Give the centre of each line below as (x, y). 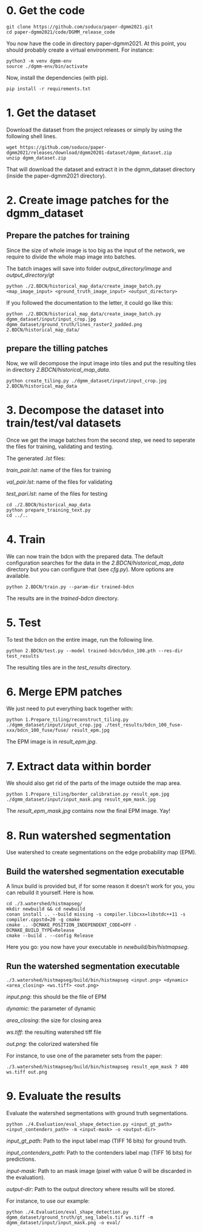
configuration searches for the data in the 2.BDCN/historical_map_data (95, 563)
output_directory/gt (30, 275)
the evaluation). (26, 1177)
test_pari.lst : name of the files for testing (57, 493)
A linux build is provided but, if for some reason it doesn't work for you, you (101, 886)
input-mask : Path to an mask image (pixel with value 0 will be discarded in (99, 1171)
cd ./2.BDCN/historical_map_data (49, 505)
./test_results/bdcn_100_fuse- (143, 725)
